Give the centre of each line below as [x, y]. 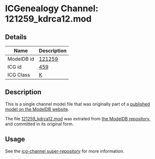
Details [16, 37]
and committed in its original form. [39, 124]
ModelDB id [21, 59]
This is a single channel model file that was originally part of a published [77, 104]
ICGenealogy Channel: [52, 9]
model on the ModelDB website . [37, 109]
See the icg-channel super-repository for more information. [65, 151]
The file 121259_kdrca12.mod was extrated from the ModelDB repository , [78, 118]
